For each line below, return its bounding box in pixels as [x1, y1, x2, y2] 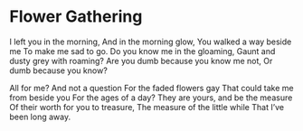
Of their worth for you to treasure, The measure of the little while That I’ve [9, 101, 285, 112]
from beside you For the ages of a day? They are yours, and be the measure [9, 92, 293, 103]
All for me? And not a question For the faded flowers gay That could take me [9, 82, 294, 93]
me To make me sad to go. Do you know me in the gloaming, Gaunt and [9, 45, 276, 56]
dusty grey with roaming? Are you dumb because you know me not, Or [9, 55, 273, 66]
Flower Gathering [9, 6, 143, 27]
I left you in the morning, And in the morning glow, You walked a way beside [9, 36, 292, 47]
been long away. [9, 111, 71, 122]
